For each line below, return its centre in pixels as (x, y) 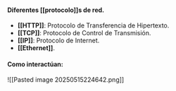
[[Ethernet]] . (36, 48)
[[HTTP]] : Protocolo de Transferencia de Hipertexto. (93, 25)
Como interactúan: (35, 64)
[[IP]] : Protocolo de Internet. (58, 41)
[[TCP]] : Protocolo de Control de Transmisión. (84, 33)
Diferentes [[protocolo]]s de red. (56, 10)
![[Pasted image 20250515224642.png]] (66, 80)
